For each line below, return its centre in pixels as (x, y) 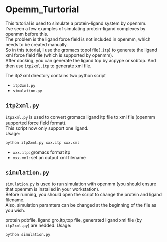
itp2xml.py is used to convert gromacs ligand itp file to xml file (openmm (80, 117)
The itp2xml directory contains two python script (56, 75)
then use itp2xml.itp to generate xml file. (48, 66)
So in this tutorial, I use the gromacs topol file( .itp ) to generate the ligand (81, 50)
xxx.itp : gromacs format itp (41, 152)
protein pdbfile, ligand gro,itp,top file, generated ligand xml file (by (74, 220)
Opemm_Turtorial (42, 9)
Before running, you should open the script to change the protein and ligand (83, 195)
